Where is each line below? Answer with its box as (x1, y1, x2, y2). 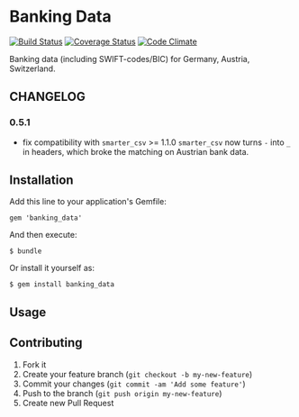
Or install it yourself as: (9, 263, 95, 274)
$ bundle (9, 247, 42, 256)
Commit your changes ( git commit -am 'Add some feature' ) (22, 378, 246, 389)
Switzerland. (9, 63, 56, 74)
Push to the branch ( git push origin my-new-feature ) (22, 387, 222, 398)
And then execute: (9, 230, 77, 240)
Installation (9, 173, 74, 188)
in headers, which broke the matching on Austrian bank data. (22, 146, 249, 157)
